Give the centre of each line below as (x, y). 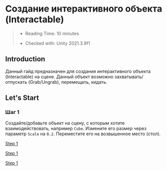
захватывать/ (129, 77)
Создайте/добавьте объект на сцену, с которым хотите (65, 123)
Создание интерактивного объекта (84, 9)
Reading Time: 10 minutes (52, 33)
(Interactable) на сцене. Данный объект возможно (59, 77)
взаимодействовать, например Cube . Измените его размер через (76, 129)
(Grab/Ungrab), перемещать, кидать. (68, 82)
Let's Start (22, 98)
